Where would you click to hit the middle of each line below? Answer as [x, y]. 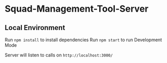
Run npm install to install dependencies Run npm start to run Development [83, 40]
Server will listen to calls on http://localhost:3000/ [59, 55]
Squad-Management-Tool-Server [77, 9]
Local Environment [35, 28]
